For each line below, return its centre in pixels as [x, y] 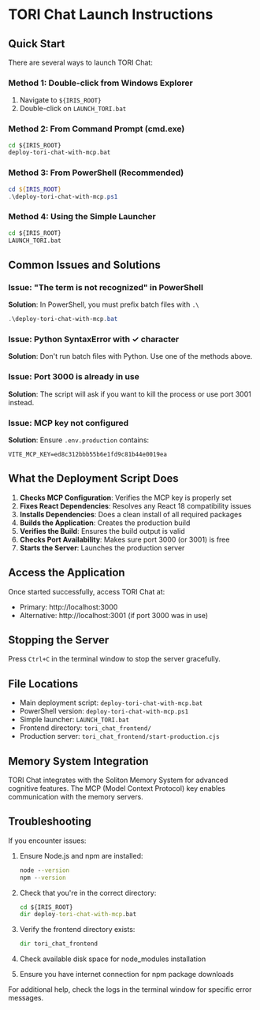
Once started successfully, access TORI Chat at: [87, 591]
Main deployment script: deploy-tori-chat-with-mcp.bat [111, 703]
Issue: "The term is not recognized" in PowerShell [106, 287]
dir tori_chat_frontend [59, 944]
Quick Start [37, 44]
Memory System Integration [78, 761]
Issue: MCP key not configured [69, 423]
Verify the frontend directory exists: [77, 930]
